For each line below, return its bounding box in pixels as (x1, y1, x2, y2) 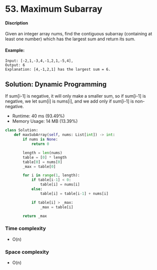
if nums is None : (23, 137, 58, 142)
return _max (23, 214, 48, 218)
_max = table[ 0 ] (23, 164, 56, 169)
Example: (5, 47, 25, 53)
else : (31, 187, 43, 192)
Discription (5, 20, 28, 26)
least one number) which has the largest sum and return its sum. (5, 36, 136, 42)
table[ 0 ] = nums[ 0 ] (23, 160, 63, 164)
